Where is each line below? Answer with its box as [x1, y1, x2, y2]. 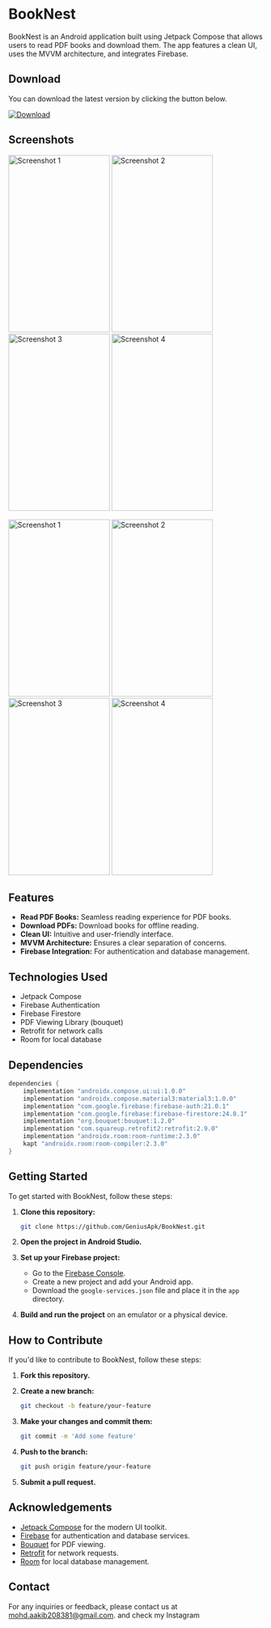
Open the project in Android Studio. [19, 1237, 142, 1247]
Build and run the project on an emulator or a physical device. [19, 1310, 228, 1320]
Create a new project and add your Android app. [32, 1277, 193, 1287]
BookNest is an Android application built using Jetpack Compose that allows [8, 32, 263, 41]
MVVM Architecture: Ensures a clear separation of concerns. [19, 938, 227, 948]
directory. [32, 1294, 65, 1304]
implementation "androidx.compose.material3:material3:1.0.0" [23, 1095, 237, 1103]
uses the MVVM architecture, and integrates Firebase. [8, 49, 188, 58]
